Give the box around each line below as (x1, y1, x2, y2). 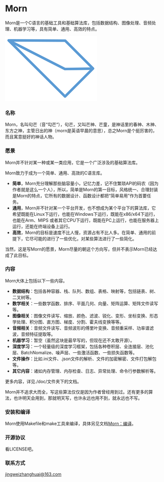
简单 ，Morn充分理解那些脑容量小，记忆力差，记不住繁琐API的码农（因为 (12, 180, 159, 186)
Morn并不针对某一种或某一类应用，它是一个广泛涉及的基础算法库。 (5, 159, 141, 165)
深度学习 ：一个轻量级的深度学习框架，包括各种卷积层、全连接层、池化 (12, 343, 154, 349)
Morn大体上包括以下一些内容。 (5, 278, 68, 284)
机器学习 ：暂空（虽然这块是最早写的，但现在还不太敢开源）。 (12, 337, 135, 343)
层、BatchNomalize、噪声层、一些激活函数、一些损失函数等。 (12, 349, 138, 355)
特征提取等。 (29, 331, 55, 337)
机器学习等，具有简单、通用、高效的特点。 (13, 26, 99, 32)
